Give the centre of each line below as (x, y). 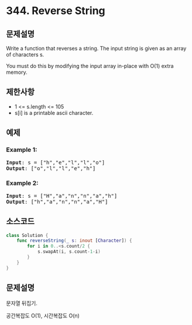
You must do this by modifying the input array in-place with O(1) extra (90, 66)
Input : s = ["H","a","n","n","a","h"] (62, 196)
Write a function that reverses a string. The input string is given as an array (96, 48)
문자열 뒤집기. (22, 303)
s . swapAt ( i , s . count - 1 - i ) (69, 252)
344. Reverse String (56, 11)
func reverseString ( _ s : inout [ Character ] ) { (74, 241)
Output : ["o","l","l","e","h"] (51, 168)
